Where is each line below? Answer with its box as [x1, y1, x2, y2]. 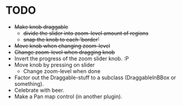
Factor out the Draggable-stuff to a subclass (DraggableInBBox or [14, 74, 177, 81]
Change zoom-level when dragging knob [14, 48, 115, 55]
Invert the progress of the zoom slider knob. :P [14, 55, 129, 62]
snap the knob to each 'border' [23, 36, 100, 43]
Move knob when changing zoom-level [14, 42, 110, 49]
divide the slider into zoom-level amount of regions [23, 29, 149, 36]
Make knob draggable [14, 23, 69, 30]
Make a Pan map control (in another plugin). [14, 93, 123, 100]
